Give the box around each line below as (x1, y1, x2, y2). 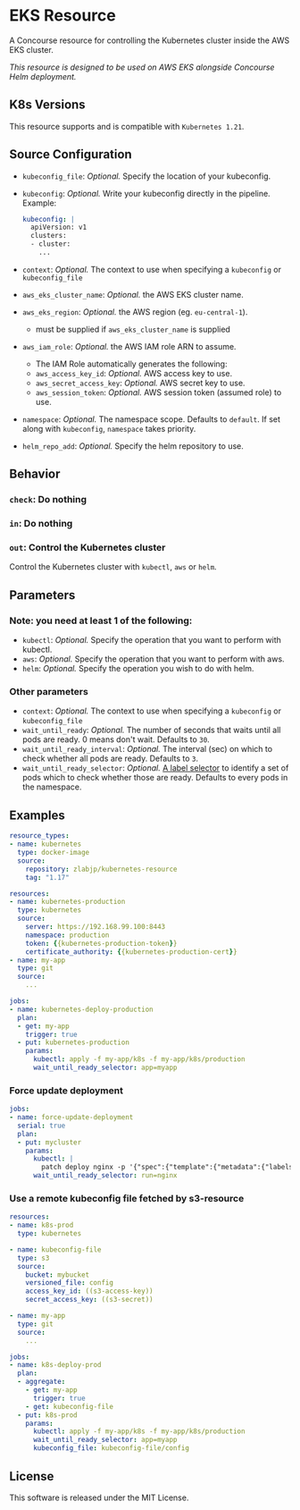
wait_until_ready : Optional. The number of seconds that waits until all (21, 725, 281, 736)
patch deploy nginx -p (41, 1163, 126, 1172)
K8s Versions (9, 97, 87, 113)
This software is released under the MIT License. (9, 1492, 189, 1503)
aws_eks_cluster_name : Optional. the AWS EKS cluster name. (21, 289, 244, 299)
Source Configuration (9, 147, 132, 162)
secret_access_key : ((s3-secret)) (25, 1295, 154, 1304)
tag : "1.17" (25, 873, 70, 882)
